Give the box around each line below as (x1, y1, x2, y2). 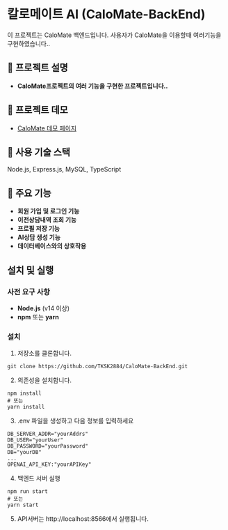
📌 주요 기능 (7, 187, 52, 199)
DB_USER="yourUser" (7, 437, 64, 444)
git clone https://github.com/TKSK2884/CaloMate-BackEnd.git (7, 363, 188, 370)
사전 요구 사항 (7, 287, 51, 296)
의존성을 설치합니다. (17, 376, 72, 384)
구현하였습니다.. (7, 39, 51, 47)
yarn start (7, 501, 39, 509)
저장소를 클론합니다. (17, 349, 72, 358)
